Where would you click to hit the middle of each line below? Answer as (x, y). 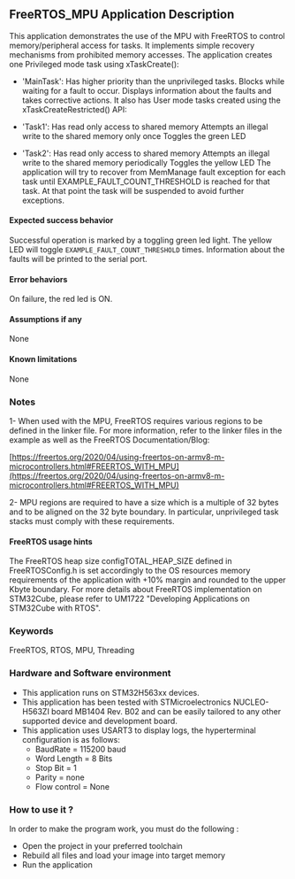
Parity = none (60, 777)
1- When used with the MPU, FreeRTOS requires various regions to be (136, 420)
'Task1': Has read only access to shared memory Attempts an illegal (145, 127)
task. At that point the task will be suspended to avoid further (133, 190)
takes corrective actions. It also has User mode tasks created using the (151, 100)
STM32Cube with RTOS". (55, 608)
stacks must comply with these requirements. (92, 520)
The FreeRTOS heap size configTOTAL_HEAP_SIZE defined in (121, 561)
